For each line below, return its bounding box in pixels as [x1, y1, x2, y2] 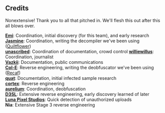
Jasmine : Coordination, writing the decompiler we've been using [5, 38, 140, 44]
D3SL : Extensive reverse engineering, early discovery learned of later [5, 91, 150, 97]
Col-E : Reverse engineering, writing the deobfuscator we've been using [5, 64, 154, 70]
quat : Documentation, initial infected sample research [5, 75, 117, 81]
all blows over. [5, 23, 35, 29]
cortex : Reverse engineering [5, 80, 64, 86]
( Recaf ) [5, 70, 21, 76]
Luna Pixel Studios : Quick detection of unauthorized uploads [5, 96, 132, 102]
